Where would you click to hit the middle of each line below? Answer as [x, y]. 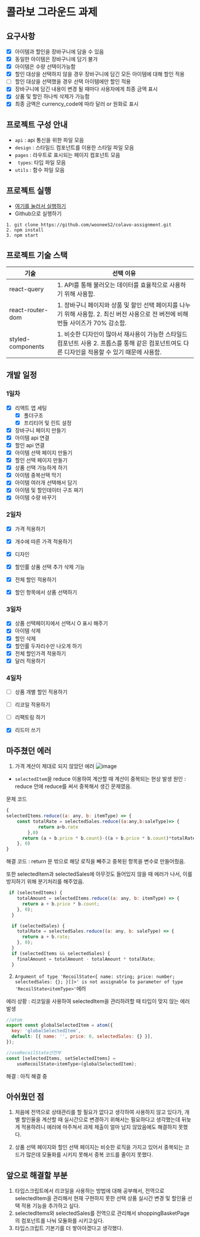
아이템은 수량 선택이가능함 [45, 67]
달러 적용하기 [30, 661]
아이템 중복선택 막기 [38, 475]
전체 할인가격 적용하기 [40, 653]
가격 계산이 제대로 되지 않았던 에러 [54, 766]
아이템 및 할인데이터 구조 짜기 [49, 490]
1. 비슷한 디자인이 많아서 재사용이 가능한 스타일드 [122, 334]
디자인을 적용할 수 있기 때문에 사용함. [113, 352]
